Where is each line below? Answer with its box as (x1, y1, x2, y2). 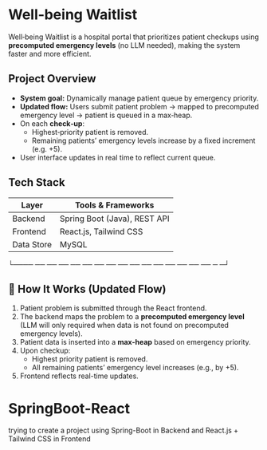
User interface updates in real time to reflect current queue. (19, 152, 216, 162)
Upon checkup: (19, 345, 71, 356)
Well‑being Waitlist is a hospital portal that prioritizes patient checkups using (8, 32, 259, 41)
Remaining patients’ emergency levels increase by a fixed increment (31, 136, 256, 145)
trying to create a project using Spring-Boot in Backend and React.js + (8, 425, 239, 436)
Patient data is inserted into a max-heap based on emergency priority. (19, 337, 251, 347)
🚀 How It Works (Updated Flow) (8, 282, 167, 296)
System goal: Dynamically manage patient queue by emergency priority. (19, 93, 259, 103)
